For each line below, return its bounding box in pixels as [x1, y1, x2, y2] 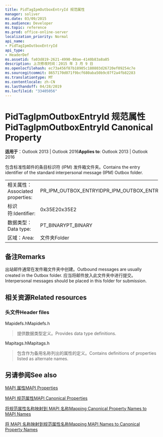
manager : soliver [5, 12, 40, 17]
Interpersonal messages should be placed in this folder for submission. [5, 278, 147, 284]
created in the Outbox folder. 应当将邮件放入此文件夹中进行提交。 [5, 273, 136, 278]
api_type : [5, 48, 25, 53]
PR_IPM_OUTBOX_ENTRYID [40, 187, 103, 194]
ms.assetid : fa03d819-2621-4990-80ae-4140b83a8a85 [5, 57, 110, 62]
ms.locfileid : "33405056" [5, 89, 57, 93]
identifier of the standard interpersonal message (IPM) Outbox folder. [5, 170, 143, 176]
